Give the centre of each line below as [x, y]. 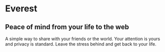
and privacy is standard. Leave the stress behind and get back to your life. [81, 44]
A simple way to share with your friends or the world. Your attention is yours [82, 39]
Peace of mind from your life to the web [67, 27]
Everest [21, 9]
